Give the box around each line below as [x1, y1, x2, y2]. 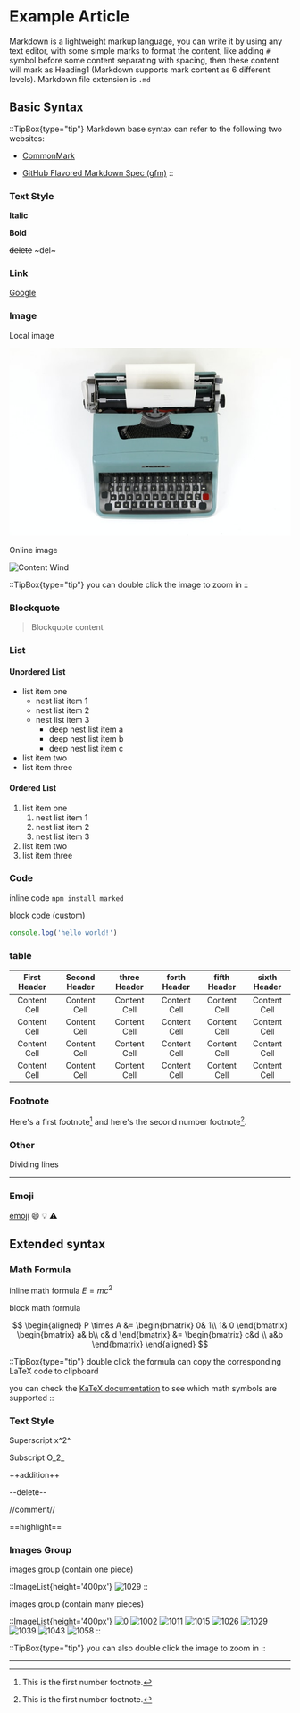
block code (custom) [9, 910, 86, 920]
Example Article [9, 6, 129, 27]
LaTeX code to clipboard [9, 1365, 99, 1376]
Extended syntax [9, 1236, 105, 1252]
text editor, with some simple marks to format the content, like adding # [9, 45, 271, 55]
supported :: [9, 1392, 54, 1403]
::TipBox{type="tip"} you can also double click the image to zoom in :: [9, 1642, 266, 1654]
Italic [9, 210, 29, 221]
